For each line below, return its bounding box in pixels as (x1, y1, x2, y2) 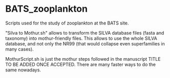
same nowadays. (5, 67, 41, 73)
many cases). (5, 46, 34, 52)
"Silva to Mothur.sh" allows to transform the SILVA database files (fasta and (5, 30, 164, 36)
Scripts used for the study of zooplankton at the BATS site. (5, 20, 129, 26)
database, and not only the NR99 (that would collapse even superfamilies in (5, 40, 165, 46)
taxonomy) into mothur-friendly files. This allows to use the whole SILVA (5, 35, 157, 41)
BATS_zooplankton (5, 3, 88, 15)
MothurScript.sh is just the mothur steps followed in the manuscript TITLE (5, 56, 161, 62)
